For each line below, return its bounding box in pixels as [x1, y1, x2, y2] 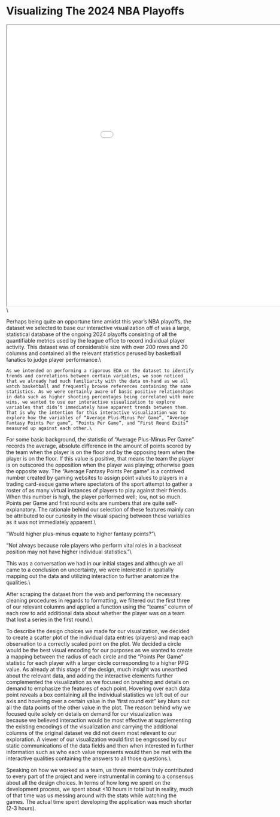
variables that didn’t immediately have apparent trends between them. [6, 404, 188, 410]
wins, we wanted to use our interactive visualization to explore [6, 399, 175, 405]
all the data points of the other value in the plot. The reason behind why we [6, 704, 191, 711]
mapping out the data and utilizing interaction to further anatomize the [6, 572, 179, 579]
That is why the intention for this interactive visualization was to [6, 409, 186, 416]
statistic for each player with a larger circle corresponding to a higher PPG [6, 659, 189, 666]
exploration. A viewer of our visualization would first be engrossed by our [6, 736, 187, 743]
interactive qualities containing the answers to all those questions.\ [6, 755, 171, 762]
